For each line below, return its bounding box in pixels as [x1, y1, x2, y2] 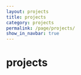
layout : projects [6, 8, 49, 15]
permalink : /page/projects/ [6, 25, 76, 31]
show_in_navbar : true [6, 31, 60, 37]
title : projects [6, 14, 46, 20]
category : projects [6, 19, 54, 25]
